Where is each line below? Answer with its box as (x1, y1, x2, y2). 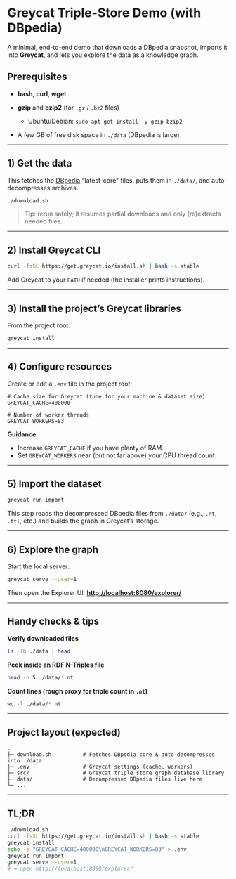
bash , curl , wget (17, 89, 67, 98)
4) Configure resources (7, 360, 112, 373)
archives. (51, 183, 79, 192)
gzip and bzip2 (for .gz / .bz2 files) (17, 103, 119, 112)
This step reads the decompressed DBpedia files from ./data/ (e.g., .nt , (7, 509, 217, 518)
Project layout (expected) (7, 726, 121, 738)
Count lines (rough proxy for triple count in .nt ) (7, 686, 148, 695)
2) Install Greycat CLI (7, 244, 101, 256)
